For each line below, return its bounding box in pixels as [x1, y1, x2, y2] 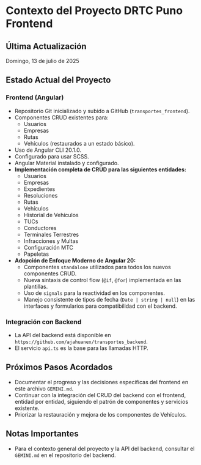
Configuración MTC [23, 244, 74, 251]
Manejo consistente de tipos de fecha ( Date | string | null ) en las [23, 296, 196, 303]
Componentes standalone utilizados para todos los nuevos [23, 263, 172, 270]
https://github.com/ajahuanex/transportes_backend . [14, 338, 148, 345]
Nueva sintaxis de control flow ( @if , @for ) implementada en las [23, 276, 181, 283]
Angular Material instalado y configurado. [14, 159, 119, 166]
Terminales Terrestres [23, 231, 79, 238]
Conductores [23, 224, 57, 231]
